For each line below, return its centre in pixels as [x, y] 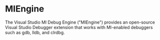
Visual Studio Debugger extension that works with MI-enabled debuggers [79, 27]
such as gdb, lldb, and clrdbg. [35, 32]
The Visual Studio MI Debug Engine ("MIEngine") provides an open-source [80, 22]
